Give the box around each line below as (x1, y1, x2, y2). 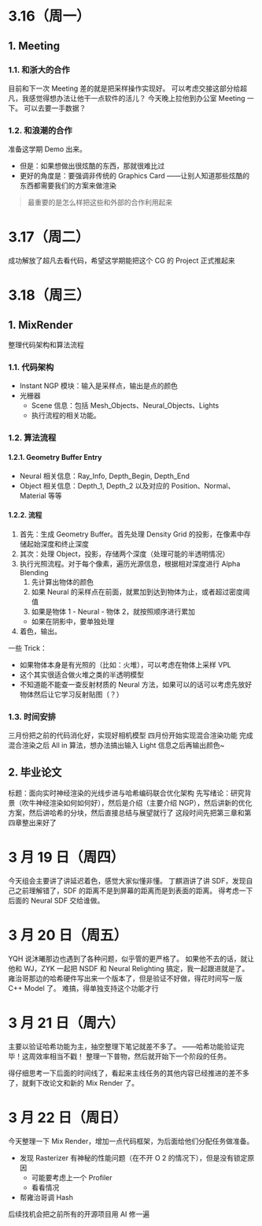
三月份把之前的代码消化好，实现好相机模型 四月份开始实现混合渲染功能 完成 (8, 731, 253, 740)
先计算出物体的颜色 (31, 577, 94, 586)
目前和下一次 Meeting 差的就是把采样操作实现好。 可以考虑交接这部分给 (8, 84, 241, 93)
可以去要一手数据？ (23, 103, 87, 113)
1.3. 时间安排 (8, 711, 57, 722)
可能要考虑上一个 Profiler (31, 1172, 113, 1182)
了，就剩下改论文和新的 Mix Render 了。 (8, 1078, 139, 1087)
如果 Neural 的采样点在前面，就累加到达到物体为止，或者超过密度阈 (31, 587, 250, 596)
